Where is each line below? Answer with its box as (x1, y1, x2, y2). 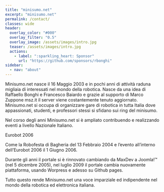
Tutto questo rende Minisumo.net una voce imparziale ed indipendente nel (5, 177, 158, 183)
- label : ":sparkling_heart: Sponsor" (14, 53, 94, 59)
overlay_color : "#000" (9, 30, 57, 35)
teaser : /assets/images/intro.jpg (9, 44, 81, 49)
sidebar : (5, 63, 23, 68)
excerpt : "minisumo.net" (5, 12, 57, 17)
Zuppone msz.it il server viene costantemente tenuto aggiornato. (5, 97, 138, 102)
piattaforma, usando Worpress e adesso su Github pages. (5, 167, 123, 173)
